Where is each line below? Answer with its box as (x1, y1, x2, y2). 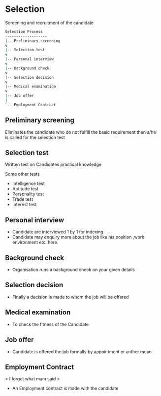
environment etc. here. (12, 240, 59, 245)
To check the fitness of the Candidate (12, 321, 89, 327)
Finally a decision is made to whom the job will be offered (12, 294, 129, 300)
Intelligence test (12, 181, 45, 186)
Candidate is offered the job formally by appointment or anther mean (12, 348, 152, 355)
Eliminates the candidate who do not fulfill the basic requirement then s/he (5, 129, 156, 135)
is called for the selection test (5, 134, 65, 140)
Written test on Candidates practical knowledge (5, 161, 102, 168)
